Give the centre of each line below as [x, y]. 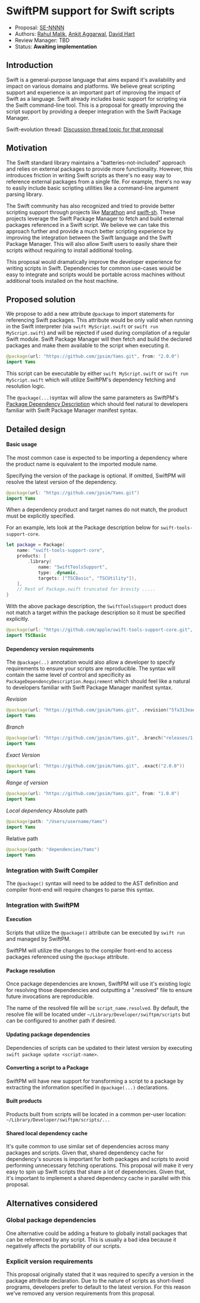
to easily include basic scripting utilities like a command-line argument [92, 188]
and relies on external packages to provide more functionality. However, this [99, 169]
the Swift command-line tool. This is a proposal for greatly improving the [95, 105]
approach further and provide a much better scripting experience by [90, 231]
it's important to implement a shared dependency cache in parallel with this [99, 1178]
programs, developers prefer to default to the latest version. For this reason [99, 1287]
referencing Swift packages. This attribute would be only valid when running [100, 320]
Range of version [27, 783]
